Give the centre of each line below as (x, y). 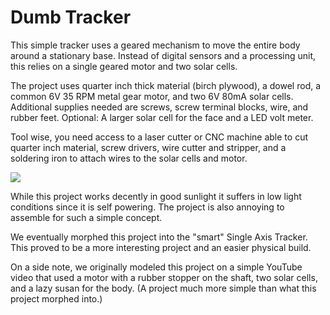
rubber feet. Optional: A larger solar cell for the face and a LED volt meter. (162, 117)
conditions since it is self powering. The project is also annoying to (147, 207)
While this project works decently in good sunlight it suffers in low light (156, 196)
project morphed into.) (56, 298)
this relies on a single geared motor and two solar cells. (124, 66)
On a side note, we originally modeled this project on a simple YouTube (156, 267)
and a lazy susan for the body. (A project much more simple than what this (163, 288)
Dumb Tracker (71, 17)
